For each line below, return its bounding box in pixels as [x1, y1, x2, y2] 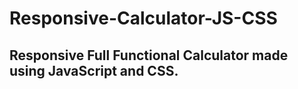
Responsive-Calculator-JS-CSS [9, 7, 278, 30]
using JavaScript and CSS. [9, 62, 179, 79]
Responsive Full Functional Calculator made [9, 47, 289, 64]
